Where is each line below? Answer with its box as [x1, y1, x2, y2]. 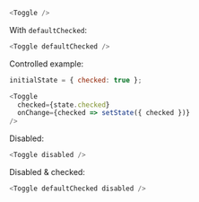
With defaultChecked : [9, 24, 88, 35]
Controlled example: [9, 58, 84, 69]
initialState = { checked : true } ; [9, 75, 143, 84]
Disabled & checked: [9, 167, 85, 177]
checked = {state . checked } [17, 100, 110, 110]
